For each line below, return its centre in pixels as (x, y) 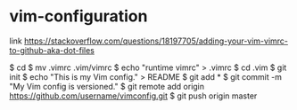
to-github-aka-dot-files (52, 50)
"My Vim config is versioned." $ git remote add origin (107, 86)
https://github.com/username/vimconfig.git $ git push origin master (133, 96)
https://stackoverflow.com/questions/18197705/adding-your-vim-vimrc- (156, 41)
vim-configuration (78, 16)
